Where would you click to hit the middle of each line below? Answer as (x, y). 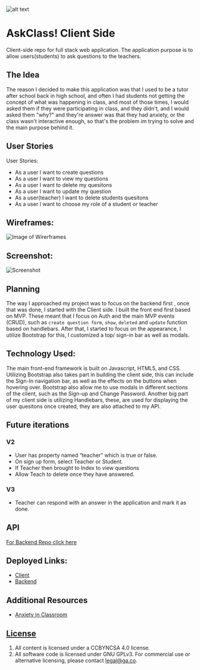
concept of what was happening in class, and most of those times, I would (98, 102)
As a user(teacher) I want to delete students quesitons (81, 198)
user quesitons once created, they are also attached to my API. (84, 406)
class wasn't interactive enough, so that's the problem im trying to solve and (100, 121)
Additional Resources (47, 600)
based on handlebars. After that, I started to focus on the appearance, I (94, 329)
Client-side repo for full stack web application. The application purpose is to (100, 50)
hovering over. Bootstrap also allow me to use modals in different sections (97, 387)
